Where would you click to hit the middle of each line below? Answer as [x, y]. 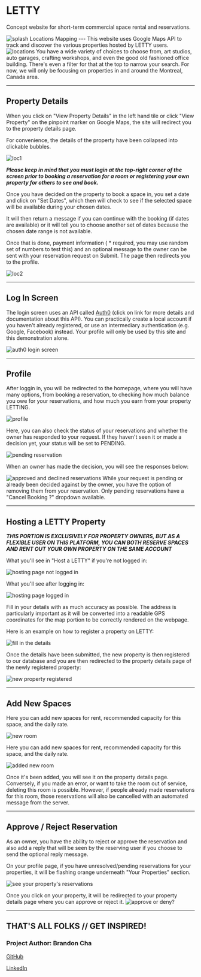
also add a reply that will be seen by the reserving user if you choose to [94, 848]
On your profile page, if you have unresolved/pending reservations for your [99, 866]
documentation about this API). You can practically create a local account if [99, 319]
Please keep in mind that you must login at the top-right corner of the [94, 170]
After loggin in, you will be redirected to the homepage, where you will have [99, 388]
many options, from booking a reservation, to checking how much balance [98, 395]
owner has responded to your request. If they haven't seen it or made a [94, 437]
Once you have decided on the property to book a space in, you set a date [98, 194]
